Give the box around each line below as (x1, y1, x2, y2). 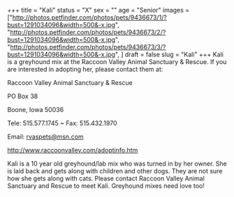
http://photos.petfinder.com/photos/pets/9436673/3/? (10, 43, 166, 51)
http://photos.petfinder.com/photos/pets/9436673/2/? (10, 28, 166, 36)
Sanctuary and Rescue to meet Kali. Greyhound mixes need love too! (7, 182, 205, 190)
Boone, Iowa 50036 (7, 106, 64, 113)
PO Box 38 (7, 92, 38, 100)
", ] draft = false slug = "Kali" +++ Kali (115, 50, 224, 58)
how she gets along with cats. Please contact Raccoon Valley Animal (7, 174, 205, 182)
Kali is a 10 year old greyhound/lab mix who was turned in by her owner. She (7, 159, 227, 168)
